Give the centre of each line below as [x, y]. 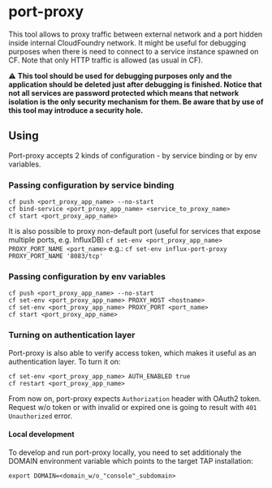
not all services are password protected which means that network [124, 93]
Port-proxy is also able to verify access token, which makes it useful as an [133, 352]
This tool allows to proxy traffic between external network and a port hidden [136, 34]
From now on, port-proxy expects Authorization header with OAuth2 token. [135, 398]
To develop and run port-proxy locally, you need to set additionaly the [125, 452]
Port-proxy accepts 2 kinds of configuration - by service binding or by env [133, 155]
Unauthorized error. [41, 416]
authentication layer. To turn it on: [65, 361]
